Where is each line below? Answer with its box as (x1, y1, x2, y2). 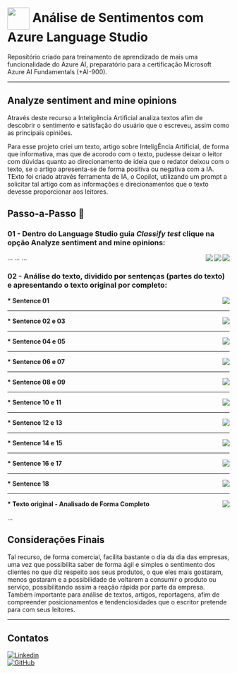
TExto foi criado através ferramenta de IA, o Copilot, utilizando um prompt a (7, 172, 228, 180)
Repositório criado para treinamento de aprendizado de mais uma (7, 52, 198, 61)
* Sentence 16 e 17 (7, 459, 62, 467)
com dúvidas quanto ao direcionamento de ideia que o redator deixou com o (7, 157, 229, 165)
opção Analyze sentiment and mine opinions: (7, 238, 166, 247)
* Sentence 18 (7, 479, 49, 488)
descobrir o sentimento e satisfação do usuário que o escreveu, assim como (7, 121, 230, 129)
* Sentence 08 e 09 (7, 378, 66, 386)
